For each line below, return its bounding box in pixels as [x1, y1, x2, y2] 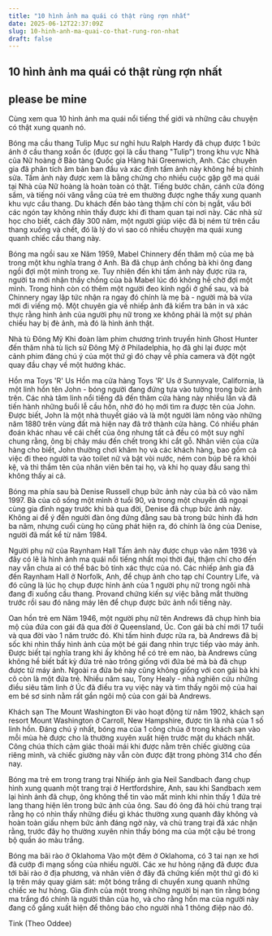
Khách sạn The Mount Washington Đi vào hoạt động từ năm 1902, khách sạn [8, 707, 266, 717]
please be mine [8, 93, 88, 107]
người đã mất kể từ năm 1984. [8, 530, 108, 540]
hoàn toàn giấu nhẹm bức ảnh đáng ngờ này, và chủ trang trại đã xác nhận [8, 818, 258, 828]
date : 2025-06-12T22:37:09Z [8, 20, 104, 28]
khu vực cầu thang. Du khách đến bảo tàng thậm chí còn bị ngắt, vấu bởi [8, 199, 252, 208]
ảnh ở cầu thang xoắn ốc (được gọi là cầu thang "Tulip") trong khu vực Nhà [8, 147, 260, 157]
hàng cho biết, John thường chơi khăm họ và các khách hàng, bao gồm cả [8, 445, 257, 455]
